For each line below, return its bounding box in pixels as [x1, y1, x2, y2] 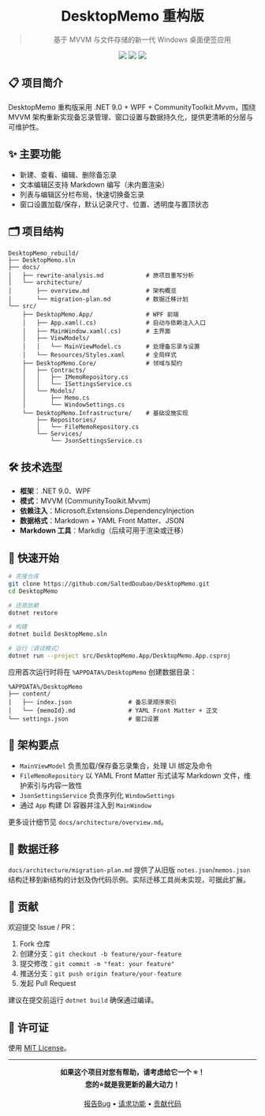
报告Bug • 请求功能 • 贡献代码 [84, 1099, 181, 1109]
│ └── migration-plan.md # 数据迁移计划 [8, 295, 188, 304]
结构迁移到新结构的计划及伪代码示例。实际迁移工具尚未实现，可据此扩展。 [8, 874, 250, 884]
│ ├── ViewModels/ [22, 335, 90, 343]
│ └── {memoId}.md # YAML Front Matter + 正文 [8, 706, 218, 714]
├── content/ [8, 690, 51, 698]
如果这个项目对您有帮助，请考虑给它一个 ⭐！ [60, 1067, 205, 1077]
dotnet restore [8, 609, 58, 616]
